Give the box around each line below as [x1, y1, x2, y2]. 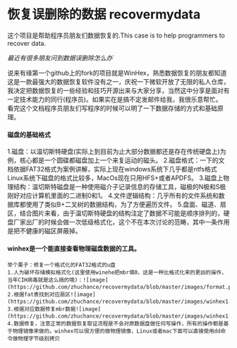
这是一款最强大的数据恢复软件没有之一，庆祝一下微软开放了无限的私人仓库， [7, 77, 230, 85]
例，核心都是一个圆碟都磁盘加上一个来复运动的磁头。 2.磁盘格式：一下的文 [7, 156, 225, 164]
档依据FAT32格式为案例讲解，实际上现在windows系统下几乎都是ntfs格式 [7, 165, 217, 174]
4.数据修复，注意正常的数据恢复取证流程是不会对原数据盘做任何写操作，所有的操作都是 [7, 320, 224, 328]
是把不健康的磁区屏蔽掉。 [7, 227, 82, 235]
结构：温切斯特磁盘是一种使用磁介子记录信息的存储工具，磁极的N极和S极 [13, 183, 226, 191]
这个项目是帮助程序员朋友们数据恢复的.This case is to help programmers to [7, 31, 226, 40]
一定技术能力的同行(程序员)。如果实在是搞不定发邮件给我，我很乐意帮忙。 [7, 95, 222, 103]
